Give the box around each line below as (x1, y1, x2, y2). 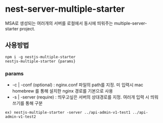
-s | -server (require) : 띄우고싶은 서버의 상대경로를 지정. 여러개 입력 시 (12, 94, 150, 100)
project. (19, 25, 35, 31)
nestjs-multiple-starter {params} (5, 59, 76, 64)
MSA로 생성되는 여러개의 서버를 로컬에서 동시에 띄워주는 (5, 20, 113, 26)
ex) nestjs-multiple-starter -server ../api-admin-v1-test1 (5, 110, 131, 115)
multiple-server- (114, 20, 147, 26)
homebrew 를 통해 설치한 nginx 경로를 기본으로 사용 (12, 88, 113, 94)
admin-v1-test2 (5, 114, 36, 120)
